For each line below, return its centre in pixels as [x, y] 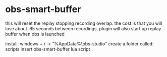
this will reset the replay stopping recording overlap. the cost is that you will [84, 23]
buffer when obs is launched [35, 34]
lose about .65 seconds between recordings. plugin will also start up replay [83, 28]
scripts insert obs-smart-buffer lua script [48, 49]
